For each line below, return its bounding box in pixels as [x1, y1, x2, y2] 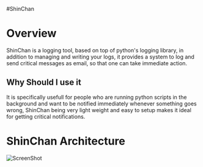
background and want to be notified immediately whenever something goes [6, 100, 197, 107]
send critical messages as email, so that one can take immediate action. [6, 59, 188, 66]
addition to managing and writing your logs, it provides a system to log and [6, 53, 194, 60]
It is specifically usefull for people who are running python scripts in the [6, 93, 187, 101]
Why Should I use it [6, 77, 81, 88]
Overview [6, 27, 57, 40]
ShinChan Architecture [6, 134, 125, 148]
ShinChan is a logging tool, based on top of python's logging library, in [6, 46, 184, 54]
